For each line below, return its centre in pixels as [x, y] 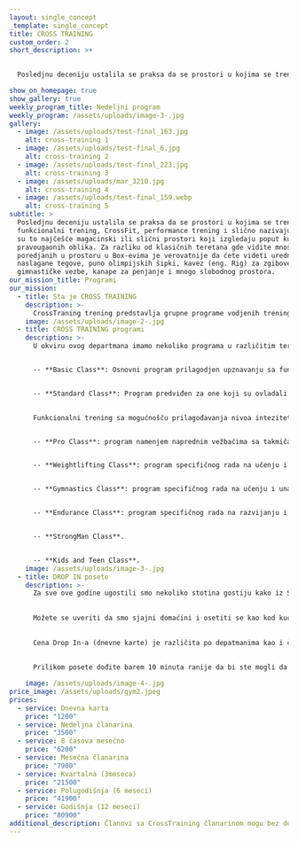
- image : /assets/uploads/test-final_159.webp [105, 198]
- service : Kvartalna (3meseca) [77, 774]
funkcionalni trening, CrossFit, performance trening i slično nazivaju [154, 230]
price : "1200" [51, 716]
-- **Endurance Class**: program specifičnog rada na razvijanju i [160, 513]
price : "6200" [51, 750]
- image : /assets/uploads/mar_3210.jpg [91, 181]
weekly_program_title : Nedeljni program [85, 107]
